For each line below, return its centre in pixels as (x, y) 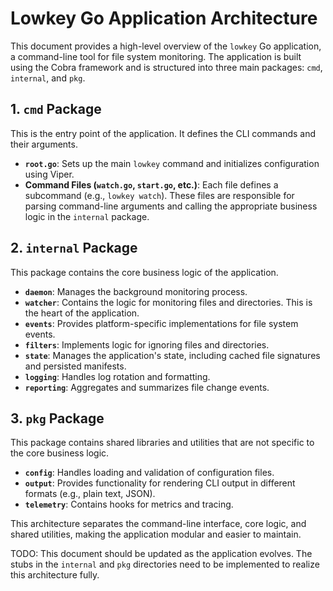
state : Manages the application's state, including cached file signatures (172, 355)
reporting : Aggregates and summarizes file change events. (147, 387)
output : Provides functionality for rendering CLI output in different (160, 483)
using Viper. (49, 174)
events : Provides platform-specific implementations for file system (161, 323)
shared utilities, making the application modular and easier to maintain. (156, 534)
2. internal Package (74, 248)
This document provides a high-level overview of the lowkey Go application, (166, 46)
